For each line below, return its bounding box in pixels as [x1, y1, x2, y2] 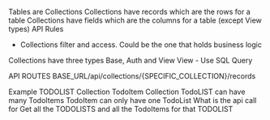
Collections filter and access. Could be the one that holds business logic [19, 40, 262, 49]
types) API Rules [8, 24, 64, 33]
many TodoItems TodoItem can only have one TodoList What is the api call [8, 96, 257, 105]
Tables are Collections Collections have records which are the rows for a [8, 7, 251, 16]
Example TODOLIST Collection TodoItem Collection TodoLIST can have [8, 87, 246, 96]
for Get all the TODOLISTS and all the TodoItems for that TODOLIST [8, 105, 234, 114]
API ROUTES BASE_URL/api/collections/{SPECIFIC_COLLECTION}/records [8, 71, 256, 80]
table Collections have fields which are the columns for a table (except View [8, 15, 262, 25]
